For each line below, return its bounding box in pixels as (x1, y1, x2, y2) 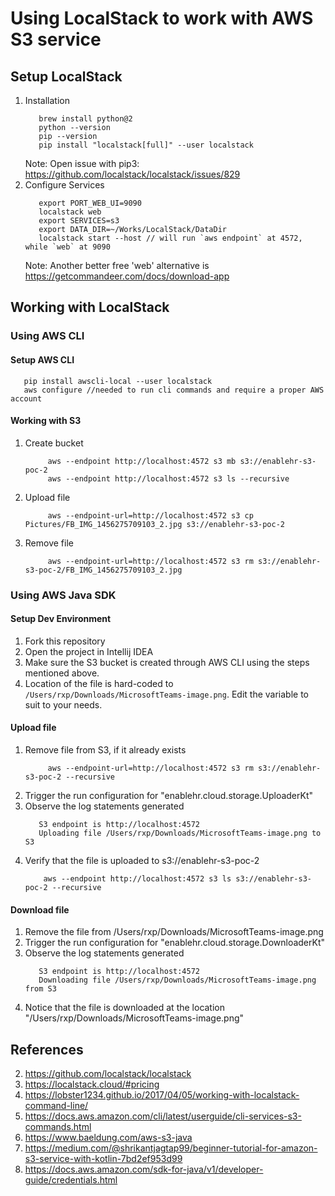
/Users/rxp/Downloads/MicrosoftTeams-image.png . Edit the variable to (24, 688, 309, 700)
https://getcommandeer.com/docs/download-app (24, 270, 230, 282)
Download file (10, 903, 70, 916)
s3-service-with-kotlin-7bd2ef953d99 (24, 1153, 183, 1165)
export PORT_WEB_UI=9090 (38, 198, 142, 208)
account (10, 393, 43, 404)
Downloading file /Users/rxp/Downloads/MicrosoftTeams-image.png (38, 975, 317, 986)
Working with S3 (10, 415, 82, 427)
